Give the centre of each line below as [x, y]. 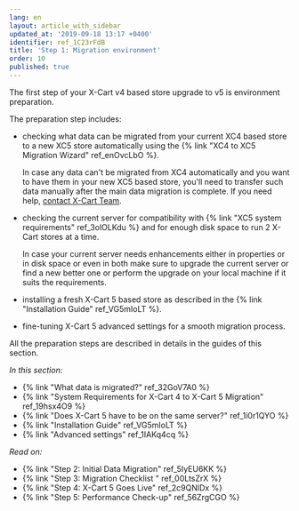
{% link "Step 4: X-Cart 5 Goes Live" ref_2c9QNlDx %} [122, 487]
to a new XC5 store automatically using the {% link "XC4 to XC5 [139, 145]
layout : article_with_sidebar [65, 26]
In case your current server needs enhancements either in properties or [154, 253]
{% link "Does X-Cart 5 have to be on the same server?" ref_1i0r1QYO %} [155, 415]
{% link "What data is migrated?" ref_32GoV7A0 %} [116, 387]
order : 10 [28, 59]
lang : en [25, 17]
